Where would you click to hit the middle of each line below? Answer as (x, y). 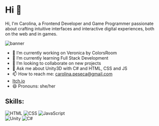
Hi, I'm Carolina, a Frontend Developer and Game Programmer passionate (79, 23)
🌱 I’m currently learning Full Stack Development (60, 58)
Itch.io (19, 81)
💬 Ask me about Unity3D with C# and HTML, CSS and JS (70, 68)
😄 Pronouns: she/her (34, 86)
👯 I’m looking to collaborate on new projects (57, 63)
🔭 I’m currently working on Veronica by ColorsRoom (65, 53)
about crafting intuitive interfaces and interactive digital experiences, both (80, 28)
